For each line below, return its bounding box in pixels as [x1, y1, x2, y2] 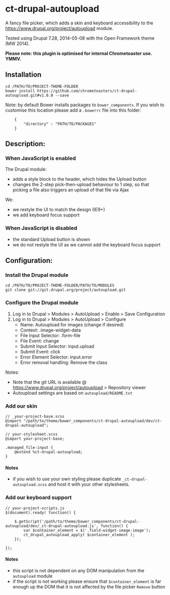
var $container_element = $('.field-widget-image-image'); [23, 527, 151, 533]
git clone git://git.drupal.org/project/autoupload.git [5, 287, 126, 292]
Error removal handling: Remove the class [20, 359, 108, 366]
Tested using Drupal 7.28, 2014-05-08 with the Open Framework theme [5, 35, 155, 41]
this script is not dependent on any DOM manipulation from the [12, 567, 145, 574]
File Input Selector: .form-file [20, 332, 81, 338]
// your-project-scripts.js [5, 506, 65, 511]
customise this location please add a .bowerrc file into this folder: [5, 107, 141, 113]
